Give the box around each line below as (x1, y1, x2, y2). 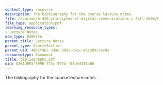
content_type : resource (5, 7, 53, 12)
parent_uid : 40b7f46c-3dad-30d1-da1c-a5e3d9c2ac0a (5, 48, 110, 52)
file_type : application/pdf (5, 20, 62, 26)
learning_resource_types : (5, 25, 57, 30)
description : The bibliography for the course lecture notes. (5, 12, 133, 17)
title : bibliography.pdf (5, 57, 55, 62)
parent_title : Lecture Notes (5, 39, 64, 44)
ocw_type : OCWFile (5, 34, 42, 39)
